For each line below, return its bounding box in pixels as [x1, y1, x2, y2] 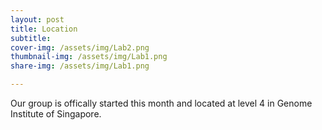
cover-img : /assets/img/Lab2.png [10, 42, 150, 53]
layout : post [10, 14, 65, 25]
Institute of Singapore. [10, 108, 102, 120]
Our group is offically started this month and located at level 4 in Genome [10, 97, 313, 109]
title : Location [10, 24, 78, 34]
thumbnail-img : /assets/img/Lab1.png [10, 52, 168, 62]
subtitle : [10, 33, 52, 43]
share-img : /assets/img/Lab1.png [10, 61, 150, 71]
